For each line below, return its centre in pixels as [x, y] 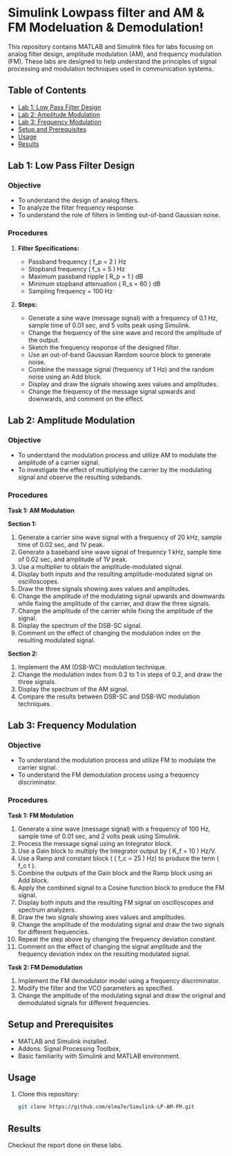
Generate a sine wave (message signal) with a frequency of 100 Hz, [114, 829]
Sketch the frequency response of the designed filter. [104, 347]
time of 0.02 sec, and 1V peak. [61, 544]
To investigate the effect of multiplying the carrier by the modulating [115, 470]
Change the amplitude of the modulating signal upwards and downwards [121, 596]
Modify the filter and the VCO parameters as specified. [96, 988]
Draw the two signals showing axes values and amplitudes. [102, 917]
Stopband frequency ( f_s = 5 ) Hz [76, 269]
